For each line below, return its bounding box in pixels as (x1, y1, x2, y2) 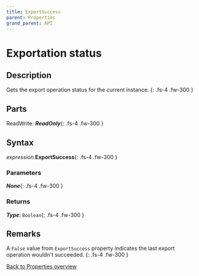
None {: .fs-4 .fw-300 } (6, 182, 64, 189)
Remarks (6, 228, 41, 239)
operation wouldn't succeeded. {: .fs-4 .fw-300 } (6, 251, 129, 258)
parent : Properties (6, 15, 56, 21)
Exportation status (6, 46, 102, 60)
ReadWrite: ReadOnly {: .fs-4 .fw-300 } (6, 120, 104, 127)
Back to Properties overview (6, 263, 77, 270)
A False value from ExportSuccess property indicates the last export (6, 245, 175, 252)
